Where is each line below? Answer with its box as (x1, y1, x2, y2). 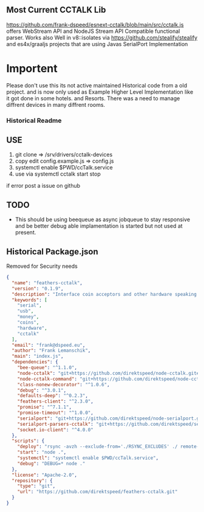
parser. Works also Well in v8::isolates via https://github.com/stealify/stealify (6, 33, 198, 41)
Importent (6, 62, 58, 75)
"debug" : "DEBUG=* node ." (17, 460, 86, 466)
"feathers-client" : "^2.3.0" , (17, 398, 94, 404)
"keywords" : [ (12, 297, 47, 303)
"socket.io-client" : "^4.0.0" (17, 426, 94, 433)
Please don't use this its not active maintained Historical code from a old (6, 81, 187, 89)
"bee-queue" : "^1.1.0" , (17, 364, 78, 371)
